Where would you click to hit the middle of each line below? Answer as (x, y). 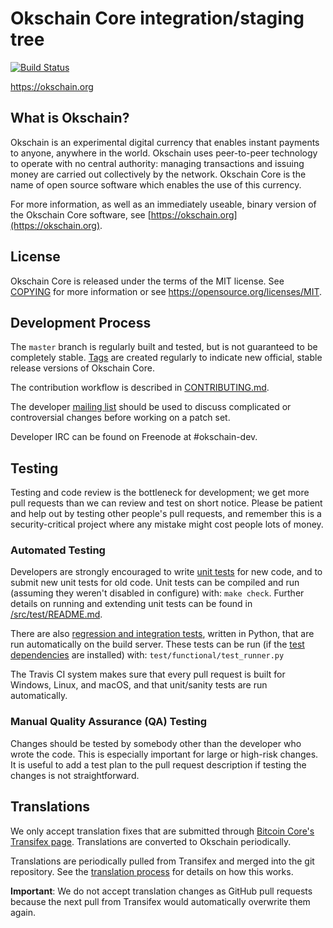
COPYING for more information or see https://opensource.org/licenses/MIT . (166, 291)
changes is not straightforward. (75, 775)
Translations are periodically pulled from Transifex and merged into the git (162, 861)
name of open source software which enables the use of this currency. (156, 184)
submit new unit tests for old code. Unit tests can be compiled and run (155, 583)
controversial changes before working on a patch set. (120, 418)
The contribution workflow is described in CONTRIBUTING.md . (140, 388)
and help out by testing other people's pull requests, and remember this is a (166, 514)
